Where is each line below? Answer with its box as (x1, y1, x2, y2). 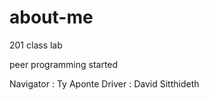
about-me (9, 6, 94, 29)
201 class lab (9, 39, 63, 51)
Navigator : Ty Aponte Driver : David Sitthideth (9, 77, 200, 90)
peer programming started (9, 58, 119, 70)
